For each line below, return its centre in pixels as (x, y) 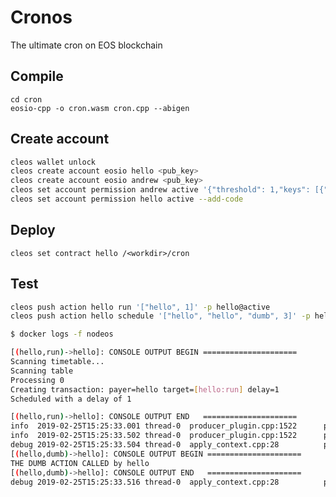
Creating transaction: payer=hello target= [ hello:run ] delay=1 (145, 389)
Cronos (41, 17)
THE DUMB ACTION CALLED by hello (80, 463)
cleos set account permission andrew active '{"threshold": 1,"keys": (160, 190)
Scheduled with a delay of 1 (71, 399)
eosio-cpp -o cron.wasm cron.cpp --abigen (100, 108)
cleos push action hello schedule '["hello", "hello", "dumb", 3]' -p (160, 316)
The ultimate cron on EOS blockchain (86, 45)
